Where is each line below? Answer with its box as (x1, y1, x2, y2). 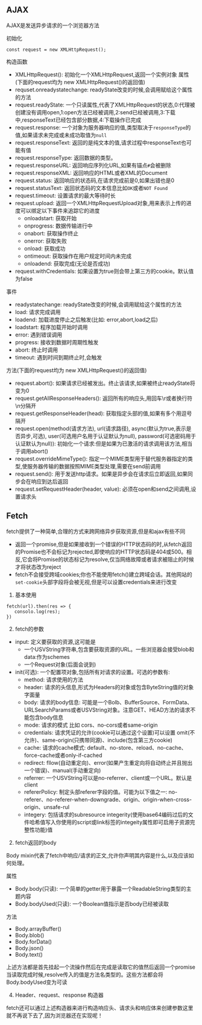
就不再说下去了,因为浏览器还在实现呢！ (6, 1012, 104, 1019)
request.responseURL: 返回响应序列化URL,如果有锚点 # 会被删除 (14, 162, 172, 169)
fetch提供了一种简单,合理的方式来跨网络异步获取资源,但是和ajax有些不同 (6, 528, 186, 535)
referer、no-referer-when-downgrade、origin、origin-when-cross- (24, 796, 192, 803)
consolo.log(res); (14, 608, 61, 615)
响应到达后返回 (31, 477, 68, 485)
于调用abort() (14, 447, 48, 454)
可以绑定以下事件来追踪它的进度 (20, 207, 100, 214)
